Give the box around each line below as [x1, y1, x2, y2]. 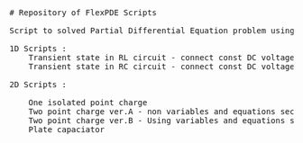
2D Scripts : [9, 80, 68, 89]
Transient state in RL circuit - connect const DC [28, 53, 257, 62]
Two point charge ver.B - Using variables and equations [28, 116, 286, 125]
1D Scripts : [9, 44, 68, 53]
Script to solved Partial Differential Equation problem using [9, 26, 295, 35]
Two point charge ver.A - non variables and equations [28, 107, 277, 116]
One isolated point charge [28, 98, 148, 107]
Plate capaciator [28, 125, 106, 134]
